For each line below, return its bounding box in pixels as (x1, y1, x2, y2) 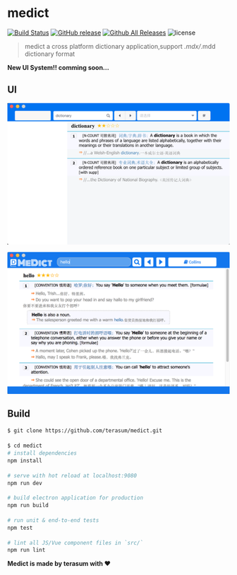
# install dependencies (7, 450, 78, 457)
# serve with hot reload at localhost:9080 (7, 472, 138, 479)
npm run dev (7, 480, 42, 487)
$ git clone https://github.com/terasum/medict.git (7, 427, 162, 434)
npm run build (7, 502, 49, 509)
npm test (7, 524, 33, 531)
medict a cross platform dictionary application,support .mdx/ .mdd (24, 42, 217, 50)
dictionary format (24, 50, 75, 58)
